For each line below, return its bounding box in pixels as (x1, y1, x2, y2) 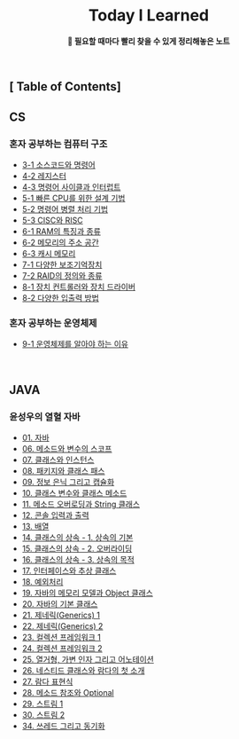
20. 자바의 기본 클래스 (21, 599, 98, 609)
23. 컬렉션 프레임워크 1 (21, 632, 102, 642)
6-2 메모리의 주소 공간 (21, 237, 99, 248)
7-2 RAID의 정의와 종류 (21, 271, 103, 281)
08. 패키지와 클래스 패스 (21, 466, 105, 476)
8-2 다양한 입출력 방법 (21, 293, 99, 303)
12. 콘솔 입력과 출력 (21, 510, 90, 520)
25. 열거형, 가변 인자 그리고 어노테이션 (21, 654, 155, 664)
